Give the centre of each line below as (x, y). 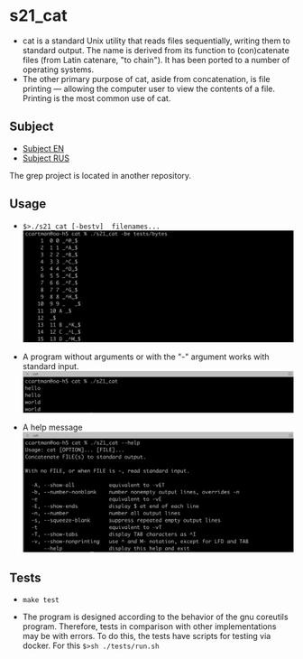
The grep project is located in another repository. (101, 175)
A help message (52, 427)
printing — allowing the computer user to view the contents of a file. (148, 88)
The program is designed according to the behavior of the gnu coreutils (155, 617)
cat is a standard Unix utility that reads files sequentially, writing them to (156, 41)
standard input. (50, 366)
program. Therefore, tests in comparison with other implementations (149, 627)
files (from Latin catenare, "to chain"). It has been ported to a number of (156, 60)
